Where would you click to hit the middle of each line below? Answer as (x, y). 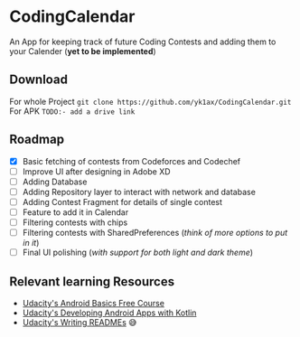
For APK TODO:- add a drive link (72, 111)
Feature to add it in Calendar (75, 212)
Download (38, 80)
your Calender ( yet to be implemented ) (83, 51)
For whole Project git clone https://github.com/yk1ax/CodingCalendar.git (150, 101)
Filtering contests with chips (75, 222)
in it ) (31, 243)
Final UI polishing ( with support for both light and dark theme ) (138, 253)
